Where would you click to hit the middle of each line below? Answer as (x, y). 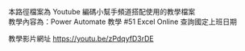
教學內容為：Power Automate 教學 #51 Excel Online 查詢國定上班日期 (123, 22)
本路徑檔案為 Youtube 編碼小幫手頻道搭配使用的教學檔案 (102, 12)
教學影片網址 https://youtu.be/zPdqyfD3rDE (81, 39)
